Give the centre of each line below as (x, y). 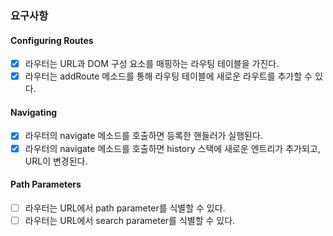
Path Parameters (46, 184)
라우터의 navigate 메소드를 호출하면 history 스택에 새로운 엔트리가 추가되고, (172, 148)
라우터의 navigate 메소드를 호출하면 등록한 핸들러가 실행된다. (143, 136)
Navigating (34, 112)
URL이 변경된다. (56, 161)
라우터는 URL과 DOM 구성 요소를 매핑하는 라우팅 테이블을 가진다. (152, 64)
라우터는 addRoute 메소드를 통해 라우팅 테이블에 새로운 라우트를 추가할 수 (168, 76)
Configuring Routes (52, 40)
